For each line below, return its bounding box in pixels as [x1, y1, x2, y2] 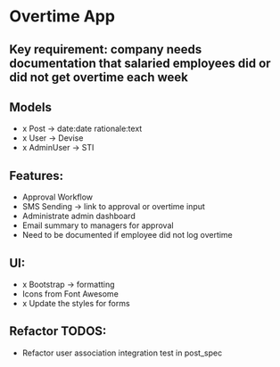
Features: [9, 167, 64, 183]
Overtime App [9, 6, 116, 27]
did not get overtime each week [9, 69, 189, 85]
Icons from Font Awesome [21, 289, 119, 299]
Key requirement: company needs [9, 42, 202, 57]
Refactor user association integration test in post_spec [21, 347, 223, 358]
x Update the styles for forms [21, 298, 131, 309]
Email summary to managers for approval [21, 220, 174, 231]
